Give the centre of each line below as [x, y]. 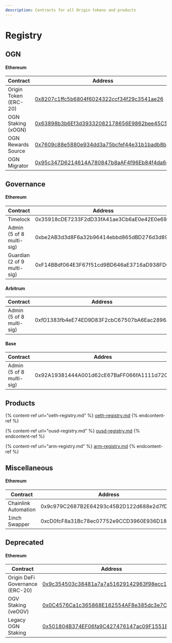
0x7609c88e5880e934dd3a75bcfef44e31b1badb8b [101, 145]
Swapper [19, 524]
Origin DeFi [21, 578]
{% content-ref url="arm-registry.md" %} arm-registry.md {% [70, 446]
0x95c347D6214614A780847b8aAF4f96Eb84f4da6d [102, 163]
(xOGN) [17, 130]
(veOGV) [18, 612]
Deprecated [25, 543]
